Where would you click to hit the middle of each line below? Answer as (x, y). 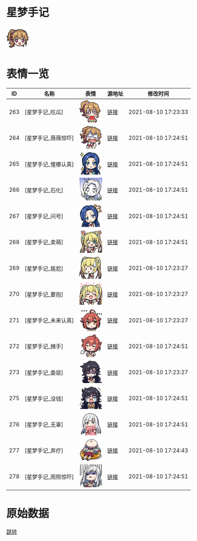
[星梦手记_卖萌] (44, 242)
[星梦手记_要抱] (44, 294)
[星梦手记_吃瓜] (44, 112)
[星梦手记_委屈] (44, 372)
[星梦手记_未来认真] (49, 321)
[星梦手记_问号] (44, 216)
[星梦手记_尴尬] (44, 268)
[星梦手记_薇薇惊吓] (49, 138)
